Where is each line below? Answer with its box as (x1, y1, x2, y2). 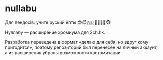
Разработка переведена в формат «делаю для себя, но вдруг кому (5, 39, 149, 45)
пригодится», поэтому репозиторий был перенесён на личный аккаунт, (5, 44, 158, 50)
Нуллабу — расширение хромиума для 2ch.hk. (5, 29, 106, 35)
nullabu (5, 3, 37, 14)
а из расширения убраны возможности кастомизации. (5, 49, 122, 55)
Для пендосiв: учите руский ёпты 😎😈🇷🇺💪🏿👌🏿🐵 (5, 19, 111, 25)
